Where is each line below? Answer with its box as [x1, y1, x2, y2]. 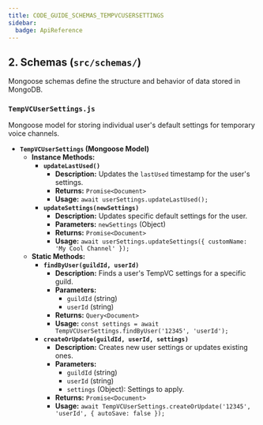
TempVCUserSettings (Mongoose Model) [19, 144, 150, 154]
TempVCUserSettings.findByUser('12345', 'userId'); [54, 327, 229, 336]
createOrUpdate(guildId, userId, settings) [43, 336, 189, 344]
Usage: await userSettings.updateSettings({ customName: [54, 236, 247, 246]
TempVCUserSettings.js [8, 104, 96, 114]
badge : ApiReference [15, 26, 83, 34]
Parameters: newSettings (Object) [54, 220, 166, 229]
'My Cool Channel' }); [54, 245, 130, 253]
